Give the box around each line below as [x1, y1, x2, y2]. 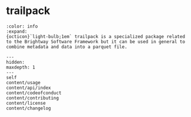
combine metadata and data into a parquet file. [6, 44, 128, 50]
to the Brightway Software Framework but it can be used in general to [6, 39, 185, 44]
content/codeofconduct [6, 90, 62, 96]
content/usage [6, 80, 41, 85]
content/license [6, 100, 46, 106]
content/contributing [6, 95, 59, 101]
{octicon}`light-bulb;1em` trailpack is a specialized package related [6, 33, 185, 39]
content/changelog [6, 105, 51, 111]
